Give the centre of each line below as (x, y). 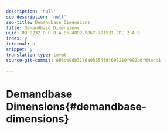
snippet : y (19, 50)
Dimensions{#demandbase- (76, 106)
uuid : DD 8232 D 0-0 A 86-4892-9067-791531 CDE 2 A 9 (73, 33)
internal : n (21, 44)
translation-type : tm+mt (36, 55)
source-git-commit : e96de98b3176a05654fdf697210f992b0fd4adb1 (83, 60)
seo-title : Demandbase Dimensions (48, 22)
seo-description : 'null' (36, 17)
